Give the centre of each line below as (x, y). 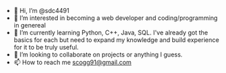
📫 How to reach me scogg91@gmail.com (73, 62)
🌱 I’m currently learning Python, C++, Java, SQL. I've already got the (111, 32)
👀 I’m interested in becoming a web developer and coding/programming (116, 18)
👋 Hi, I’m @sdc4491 (41, 11)
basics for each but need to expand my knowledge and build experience (116, 40)
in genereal (30, 25)
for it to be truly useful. (46, 47)
